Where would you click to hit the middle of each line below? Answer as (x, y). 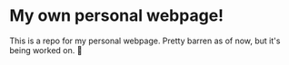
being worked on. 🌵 (46, 50)
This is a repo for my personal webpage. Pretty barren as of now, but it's (145, 41)
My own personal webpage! (117, 16)
